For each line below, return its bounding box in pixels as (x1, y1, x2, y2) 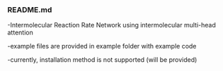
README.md (7, 5, 52, 15)
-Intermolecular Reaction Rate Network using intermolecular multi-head (7, 21, 216, 30)
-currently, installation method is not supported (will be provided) (7, 56, 198, 64)
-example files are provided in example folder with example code (7, 42, 197, 51)
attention (7, 28, 33, 37)
